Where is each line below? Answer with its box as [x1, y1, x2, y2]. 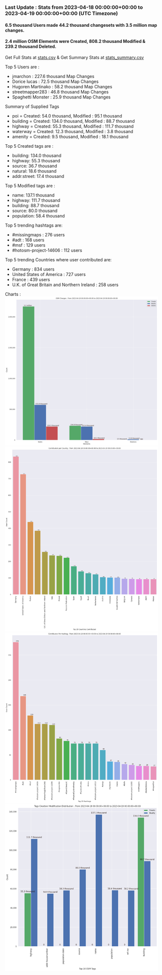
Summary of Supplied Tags [5, 103, 60, 109]
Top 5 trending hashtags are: [5, 222, 63, 228]
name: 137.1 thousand [12, 192, 55, 198]
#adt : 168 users [12, 237, 45, 243]
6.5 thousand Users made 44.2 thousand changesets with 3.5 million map [5, 22, 158, 28]
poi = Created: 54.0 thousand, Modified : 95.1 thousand [12, 113, 122, 118]
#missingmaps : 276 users [12, 232, 65, 237]
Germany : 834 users [12, 266, 55, 272]
